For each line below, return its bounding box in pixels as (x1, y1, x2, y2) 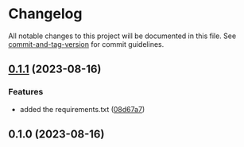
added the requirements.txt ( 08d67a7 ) (19, 104, 145, 114)
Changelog (8, 5, 83, 23)
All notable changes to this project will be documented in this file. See (8, 31, 237, 41)
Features (8, 87, 44, 98)
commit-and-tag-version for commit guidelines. (8, 39, 165, 48)
